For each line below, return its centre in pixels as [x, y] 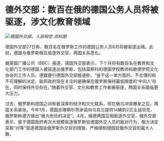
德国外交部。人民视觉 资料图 [38, 36]
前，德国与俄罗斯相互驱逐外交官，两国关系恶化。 [54, 53]
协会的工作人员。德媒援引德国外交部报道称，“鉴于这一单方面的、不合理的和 [81, 75]
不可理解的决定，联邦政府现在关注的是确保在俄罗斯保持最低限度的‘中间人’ [79, 81]
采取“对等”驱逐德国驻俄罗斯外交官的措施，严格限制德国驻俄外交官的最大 [77, 128]
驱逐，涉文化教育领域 [48, 22]
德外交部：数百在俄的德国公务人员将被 [82, 10]
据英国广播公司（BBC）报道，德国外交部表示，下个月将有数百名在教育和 [78, 63]
